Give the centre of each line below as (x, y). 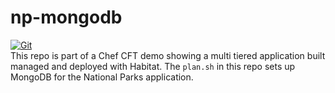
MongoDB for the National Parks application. (102, 77)
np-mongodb (66, 17)
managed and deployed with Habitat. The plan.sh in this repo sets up (153, 66)
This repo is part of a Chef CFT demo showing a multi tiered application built (168, 55)
